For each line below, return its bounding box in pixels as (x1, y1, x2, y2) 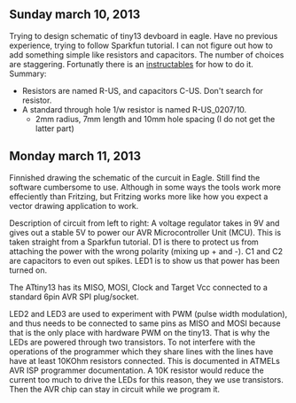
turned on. (9, 265, 47, 275)
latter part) (35, 123, 74, 134)
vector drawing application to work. (9, 200, 139, 211)
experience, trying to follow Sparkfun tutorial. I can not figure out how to (9, 40, 273, 50)
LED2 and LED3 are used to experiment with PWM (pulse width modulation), (9, 308, 288, 319)
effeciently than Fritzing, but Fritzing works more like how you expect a (9, 190, 269, 202)
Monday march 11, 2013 (9, 149, 142, 164)
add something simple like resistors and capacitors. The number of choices (9, 49, 284, 60)
